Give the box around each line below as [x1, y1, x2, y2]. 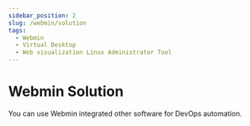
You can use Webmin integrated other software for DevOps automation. [8, 109, 242, 118]
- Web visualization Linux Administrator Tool [15, 48, 172, 56]
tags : [8, 26, 26, 34]
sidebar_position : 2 [8, 11, 77, 20]
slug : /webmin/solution [8, 19, 87, 27]
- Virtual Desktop [15, 41, 77, 49]
